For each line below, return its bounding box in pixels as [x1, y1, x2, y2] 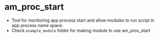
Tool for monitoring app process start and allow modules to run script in [11, 17, 155, 23]
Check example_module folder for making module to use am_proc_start [11, 27, 151, 33]
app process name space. [11, 22, 64, 28]
